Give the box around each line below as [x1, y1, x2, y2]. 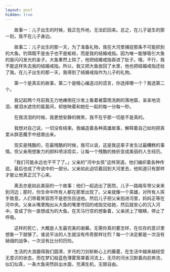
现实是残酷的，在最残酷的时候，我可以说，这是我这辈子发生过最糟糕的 [14, 142, 160, 148]
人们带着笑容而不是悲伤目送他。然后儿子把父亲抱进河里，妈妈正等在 [22, 195, 165, 201]
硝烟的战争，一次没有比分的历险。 [5, 238, 76, 244]
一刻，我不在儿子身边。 [5, 33, 54, 39]
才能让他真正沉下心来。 [5, 172, 54, 178]
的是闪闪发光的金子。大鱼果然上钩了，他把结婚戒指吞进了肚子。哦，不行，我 [5, 56, 165, 62]
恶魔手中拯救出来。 [18, 131, 59, 137]
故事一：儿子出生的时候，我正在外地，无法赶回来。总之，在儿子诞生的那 [14, 26, 165, 33]
